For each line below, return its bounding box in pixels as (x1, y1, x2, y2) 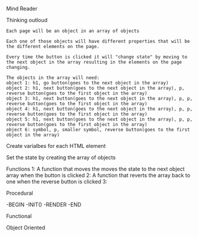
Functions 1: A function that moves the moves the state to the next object (6, 166, 185, 172)
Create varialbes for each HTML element (6, 143, 106, 149)
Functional (6, 213, 32, 219)
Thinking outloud (6, 17, 48, 23)
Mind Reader (6, 5, 37, 12)
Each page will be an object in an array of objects (6, 28, 140, 34)
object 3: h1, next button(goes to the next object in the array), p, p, (6, 96, 193, 102)
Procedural (6, 189, 33, 197)
